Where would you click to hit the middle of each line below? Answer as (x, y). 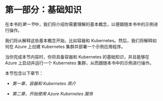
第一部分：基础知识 (43, 10)
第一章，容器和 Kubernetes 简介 (44, 83)
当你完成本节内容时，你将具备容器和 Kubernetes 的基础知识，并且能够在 (77, 57)
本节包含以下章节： (24, 73)
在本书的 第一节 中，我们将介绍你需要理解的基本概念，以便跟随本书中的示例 (79, 24)
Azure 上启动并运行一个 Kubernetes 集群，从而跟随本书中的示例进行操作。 (80, 63)
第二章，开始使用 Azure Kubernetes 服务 (52, 94)
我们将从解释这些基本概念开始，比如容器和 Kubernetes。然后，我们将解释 (79, 40)
